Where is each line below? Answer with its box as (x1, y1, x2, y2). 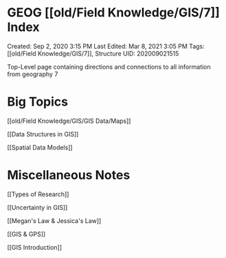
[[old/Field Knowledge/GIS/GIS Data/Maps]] (7, 117, 131, 125)
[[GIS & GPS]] (7, 230, 46, 238)
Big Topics (7, 94, 69, 110)
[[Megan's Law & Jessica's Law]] (7, 216, 102, 224)
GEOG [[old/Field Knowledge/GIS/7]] (7, 5, 220, 21)
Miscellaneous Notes (7, 167, 131, 183)
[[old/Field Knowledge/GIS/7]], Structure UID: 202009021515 (7, 49, 179, 58)
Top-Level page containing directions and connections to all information (7, 62, 211, 71)
